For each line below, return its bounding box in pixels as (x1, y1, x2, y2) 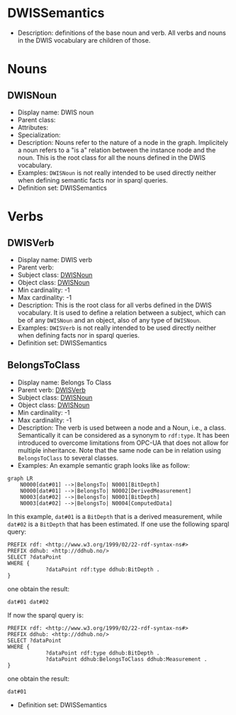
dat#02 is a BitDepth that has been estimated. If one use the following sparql (7, 520, 230, 528)
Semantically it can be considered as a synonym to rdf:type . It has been (17, 431, 230, 439)
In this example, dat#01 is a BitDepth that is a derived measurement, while (7, 512, 223, 520)
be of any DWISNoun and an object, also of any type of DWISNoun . (17, 316, 202, 324)
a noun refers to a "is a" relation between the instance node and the (17, 146, 216, 154)
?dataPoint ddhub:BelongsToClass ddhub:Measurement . (45, 655, 208, 662)
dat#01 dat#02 (7, 598, 50, 606)
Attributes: (17, 123, 49, 131)
